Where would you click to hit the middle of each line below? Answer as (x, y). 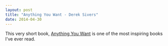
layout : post (19, 10)
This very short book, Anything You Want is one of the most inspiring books (84, 34)
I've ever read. (20, 39)
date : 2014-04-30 (24, 19)
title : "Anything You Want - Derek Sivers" (52, 15)
